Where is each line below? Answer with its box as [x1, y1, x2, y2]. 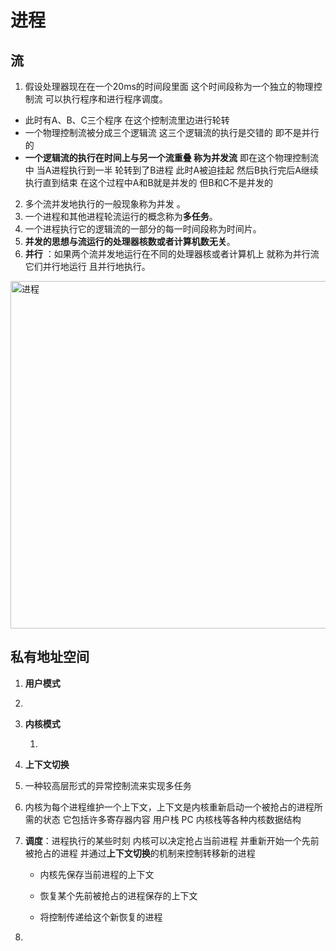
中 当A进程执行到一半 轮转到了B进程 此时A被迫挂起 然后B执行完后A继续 [24, 164, 319, 176]
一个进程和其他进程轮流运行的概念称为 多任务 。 [24, 211, 218, 222]
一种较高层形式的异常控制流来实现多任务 [24, 779, 192, 791]
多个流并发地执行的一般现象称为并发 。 [24, 198, 186, 210]
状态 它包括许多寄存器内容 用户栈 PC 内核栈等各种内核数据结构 [42, 813, 302, 825]
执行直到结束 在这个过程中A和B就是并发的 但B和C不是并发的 [24, 177, 273, 188]
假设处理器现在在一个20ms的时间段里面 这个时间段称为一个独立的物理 [24, 81, 314, 92]
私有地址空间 [10, 649, 90, 666]
